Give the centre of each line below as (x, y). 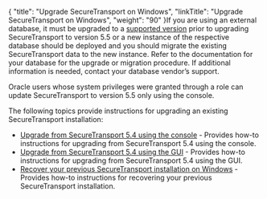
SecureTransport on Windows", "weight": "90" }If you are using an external (133, 20)
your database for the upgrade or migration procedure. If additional (119, 63)
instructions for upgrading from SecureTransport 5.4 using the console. (138, 143)
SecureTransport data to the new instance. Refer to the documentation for (131, 54)
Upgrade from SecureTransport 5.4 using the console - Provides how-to (140, 135)
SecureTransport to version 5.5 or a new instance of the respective (119, 37)
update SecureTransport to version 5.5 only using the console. (111, 95)
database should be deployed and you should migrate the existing (118, 46)
